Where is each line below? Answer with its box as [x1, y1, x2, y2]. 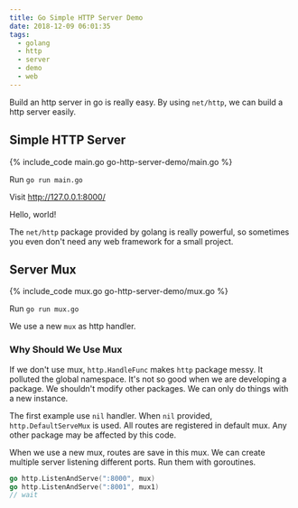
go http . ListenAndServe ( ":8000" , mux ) [9, 474, 155, 483]
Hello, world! [9, 208, 57, 219]
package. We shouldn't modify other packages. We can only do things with [9, 383, 289, 393]
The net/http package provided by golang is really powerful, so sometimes [9, 226, 290, 237]
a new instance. [9, 393, 69, 403]
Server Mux [9, 262, 77, 277]
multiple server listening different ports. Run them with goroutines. [9, 457, 256, 467]
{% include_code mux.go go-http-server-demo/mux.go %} [9, 286, 228, 297]
